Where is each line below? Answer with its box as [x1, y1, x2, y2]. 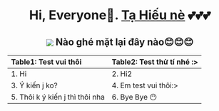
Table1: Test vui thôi [11, 57, 82, 67]
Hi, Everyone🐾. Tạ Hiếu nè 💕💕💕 [29, 7, 211, 23]
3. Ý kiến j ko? [11, 80, 58, 90]
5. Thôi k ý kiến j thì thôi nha [11, 92, 106, 102]
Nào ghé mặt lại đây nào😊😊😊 [56, 36, 194, 48]
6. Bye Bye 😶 [111, 92, 158, 102]
